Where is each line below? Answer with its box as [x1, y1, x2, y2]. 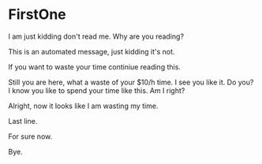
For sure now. [8, 132, 53, 141]
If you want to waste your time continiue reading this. [8, 61, 182, 72]
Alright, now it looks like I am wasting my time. [8, 101, 159, 110]
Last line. [8, 116, 38, 125]
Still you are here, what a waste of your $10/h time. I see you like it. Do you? [8, 77, 254, 87]
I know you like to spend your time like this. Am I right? [8, 85, 185, 95]
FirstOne [8, 6, 67, 24]
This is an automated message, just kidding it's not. [8, 47, 175, 56]
